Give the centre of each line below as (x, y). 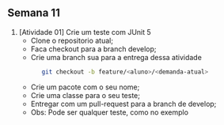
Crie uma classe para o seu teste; (85, 95)
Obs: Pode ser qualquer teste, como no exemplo (110, 112)
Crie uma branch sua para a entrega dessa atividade (116, 57)
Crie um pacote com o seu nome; (85, 87)
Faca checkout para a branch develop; (93, 49)
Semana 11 (34, 13)
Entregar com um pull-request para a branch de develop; (123, 104)
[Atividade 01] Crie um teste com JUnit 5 (85, 32)
